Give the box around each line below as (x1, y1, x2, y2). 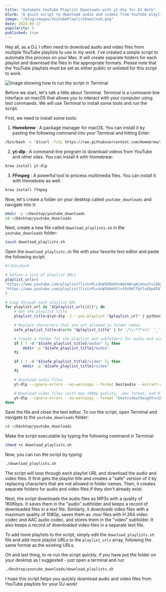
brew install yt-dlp (5, 163, 48, 168)
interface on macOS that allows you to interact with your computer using (5, 95, 153, 101)
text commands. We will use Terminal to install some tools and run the (5, 100, 147, 106)
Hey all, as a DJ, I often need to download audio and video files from (5, 44, 144, 50)
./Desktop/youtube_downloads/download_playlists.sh (5, 567, 114, 572)
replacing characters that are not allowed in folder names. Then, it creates (5, 480, 156, 487)
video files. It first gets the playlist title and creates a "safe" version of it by (5, 475, 157, 481)
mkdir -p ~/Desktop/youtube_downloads (5, 211, 85, 216)
